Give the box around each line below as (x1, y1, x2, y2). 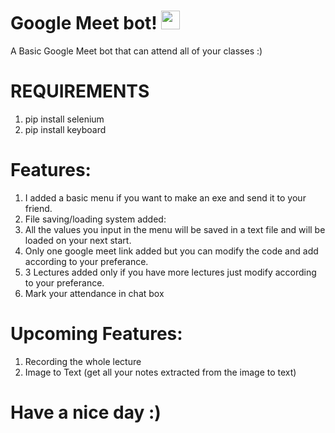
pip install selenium (24, 113, 105, 125)
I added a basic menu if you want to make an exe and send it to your (24, 191, 307, 204)
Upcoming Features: (10, 323, 183, 345)
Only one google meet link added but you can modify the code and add (24, 245, 319, 257)
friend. (24, 202, 53, 214)
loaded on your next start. (24, 234, 132, 246)
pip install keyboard (24, 123, 107, 135)
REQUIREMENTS (10, 80, 150, 103)
